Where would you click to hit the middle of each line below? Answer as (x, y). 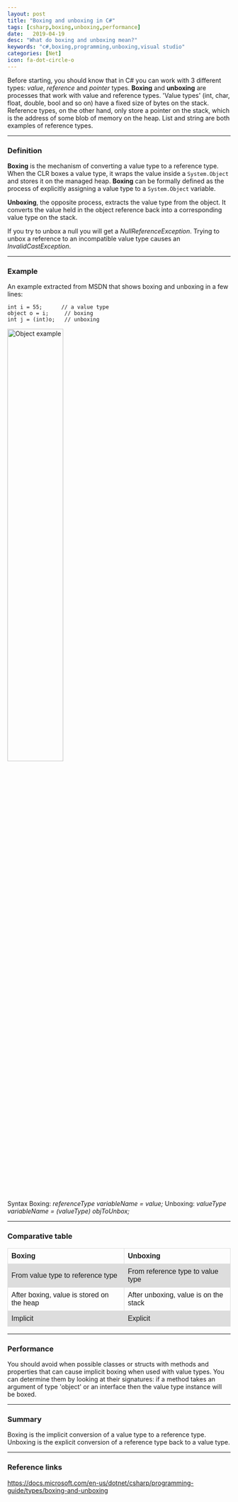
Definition (25, 150)
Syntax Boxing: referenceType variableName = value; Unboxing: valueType (117, 1204)
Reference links (35, 1467)
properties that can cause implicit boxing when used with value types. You (116, 1371)
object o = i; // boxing (50, 314)
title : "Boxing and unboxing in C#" (61, 21)
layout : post (27, 14)
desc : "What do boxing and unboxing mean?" (73, 40)
